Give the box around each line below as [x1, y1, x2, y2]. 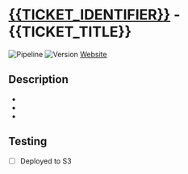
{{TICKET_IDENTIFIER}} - [8, 6, 181, 24]
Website [79, 49, 107, 59]
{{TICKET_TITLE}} [8, 23, 132, 41]
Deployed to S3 [19, 155, 72, 166]
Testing [8, 135, 48, 148]
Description [8, 72, 69, 86]
